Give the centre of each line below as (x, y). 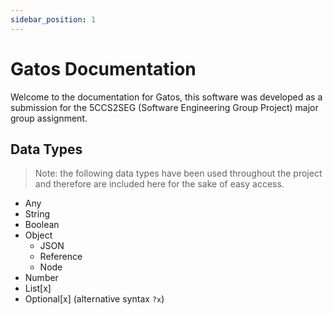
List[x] (38, 288)
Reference (61, 257)
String (37, 214)
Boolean (42, 225)
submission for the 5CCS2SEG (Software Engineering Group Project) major (164, 107)
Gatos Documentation (103, 68)
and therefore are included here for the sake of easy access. (159, 184)
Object (38, 235)
